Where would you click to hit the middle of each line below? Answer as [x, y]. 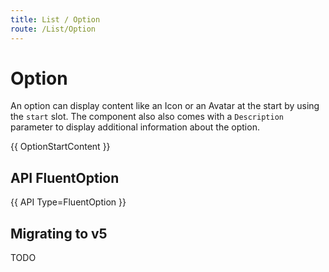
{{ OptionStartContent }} [60, 147]
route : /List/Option [53, 29]
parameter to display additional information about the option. [135, 127]
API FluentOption [65, 177]
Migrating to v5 [59, 233]
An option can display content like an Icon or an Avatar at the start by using [165, 106]
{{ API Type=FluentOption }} [68, 202]
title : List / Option [55, 19]
